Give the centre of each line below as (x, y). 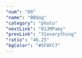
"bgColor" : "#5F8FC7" (33, 46)
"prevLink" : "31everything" (41, 34)
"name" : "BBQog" (26, 18)
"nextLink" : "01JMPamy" (36, 29)
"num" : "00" (21, 12)
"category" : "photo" (32, 23)
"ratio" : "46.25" (28, 40)
